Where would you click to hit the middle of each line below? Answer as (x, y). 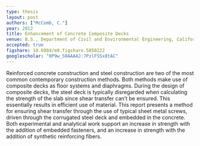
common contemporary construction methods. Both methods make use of (97, 79)
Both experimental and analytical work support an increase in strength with (98, 123)
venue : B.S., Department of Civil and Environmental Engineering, (90, 39)
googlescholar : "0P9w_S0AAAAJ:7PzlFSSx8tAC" (62, 56)
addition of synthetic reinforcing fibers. (54, 136)
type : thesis (22, 12)
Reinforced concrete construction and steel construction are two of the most (100, 73)
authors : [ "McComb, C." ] (37, 23)
